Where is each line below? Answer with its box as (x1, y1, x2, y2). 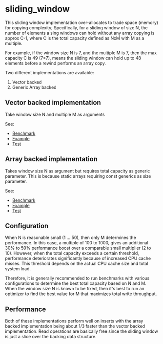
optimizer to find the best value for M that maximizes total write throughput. (5, 291, 157, 297)
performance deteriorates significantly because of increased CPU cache (5, 256, 151, 261)
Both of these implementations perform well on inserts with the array (5, 318, 143, 324)
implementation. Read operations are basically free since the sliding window (5, 328, 159, 334)
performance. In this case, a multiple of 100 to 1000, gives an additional (5, 240, 149, 246)
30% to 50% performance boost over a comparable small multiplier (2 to (5, 245, 151, 251)
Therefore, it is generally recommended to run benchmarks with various (5, 275, 150, 281)
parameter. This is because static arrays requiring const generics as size (5, 173, 151, 179)
